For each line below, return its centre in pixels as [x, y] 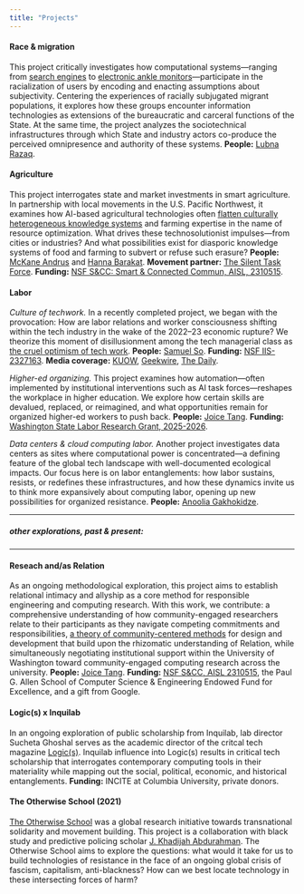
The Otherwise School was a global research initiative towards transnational [151, 821]
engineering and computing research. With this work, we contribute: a [140, 605]
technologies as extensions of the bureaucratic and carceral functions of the [152, 115]
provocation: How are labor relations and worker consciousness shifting [143, 322]
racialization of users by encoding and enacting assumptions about [135, 86]
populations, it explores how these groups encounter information [130, 105]
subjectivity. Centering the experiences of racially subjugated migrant [139, 95]
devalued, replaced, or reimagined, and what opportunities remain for [139, 407]
